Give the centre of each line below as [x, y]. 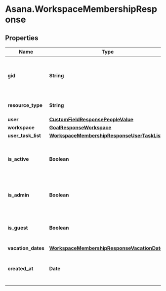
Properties [22, 38]
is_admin [19, 195]
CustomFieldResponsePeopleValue [91, 120]
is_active [18, 159]
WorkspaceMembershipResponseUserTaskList [106, 136]
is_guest [18, 228]
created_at [21, 268]
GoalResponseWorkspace [80, 127]
